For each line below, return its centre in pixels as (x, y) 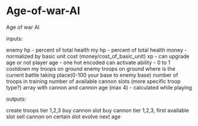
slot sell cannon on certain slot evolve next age (64, 117)
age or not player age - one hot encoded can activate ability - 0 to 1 (88, 62)
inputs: (14, 38)
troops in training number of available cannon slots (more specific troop (93, 81)
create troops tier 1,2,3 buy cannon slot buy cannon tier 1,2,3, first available (98, 110)
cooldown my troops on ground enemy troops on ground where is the (91, 68)
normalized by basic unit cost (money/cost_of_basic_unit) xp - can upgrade (98, 56)
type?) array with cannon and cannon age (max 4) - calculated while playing (99, 87)
